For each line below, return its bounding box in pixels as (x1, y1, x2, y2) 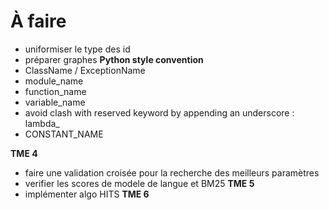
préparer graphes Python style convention (24, 53, 204, 65)
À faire (10, 10, 67, 33)
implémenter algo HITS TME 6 (24, 188, 150, 200)
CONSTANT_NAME (24, 128, 104, 140)
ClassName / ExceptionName (24, 64, 146, 76)
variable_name (24, 96, 86, 108)
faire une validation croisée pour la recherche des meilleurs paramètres (24, 166, 320, 179)
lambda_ (24, 117, 60, 129)
